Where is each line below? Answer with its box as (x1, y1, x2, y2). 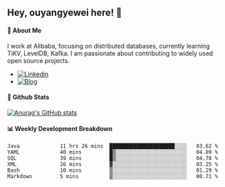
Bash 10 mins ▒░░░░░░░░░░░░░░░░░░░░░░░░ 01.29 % (7, 167, 218, 174)
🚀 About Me (7, 26, 42, 35)
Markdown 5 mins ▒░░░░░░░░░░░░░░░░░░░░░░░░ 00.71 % (7, 173, 218, 180)
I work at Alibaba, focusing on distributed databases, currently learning (7, 42, 210, 50)
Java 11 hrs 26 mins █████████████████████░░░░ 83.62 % (7, 143, 218, 150)
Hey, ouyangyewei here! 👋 (7, 7, 123, 19)
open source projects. (7, 56, 70, 64)
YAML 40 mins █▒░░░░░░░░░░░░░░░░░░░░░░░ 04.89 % (7, 149, 218, 156)
